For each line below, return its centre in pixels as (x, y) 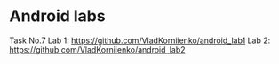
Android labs (57, 16)
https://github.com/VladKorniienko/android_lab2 (97, 49)
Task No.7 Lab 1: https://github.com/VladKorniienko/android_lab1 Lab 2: (140, 40)
